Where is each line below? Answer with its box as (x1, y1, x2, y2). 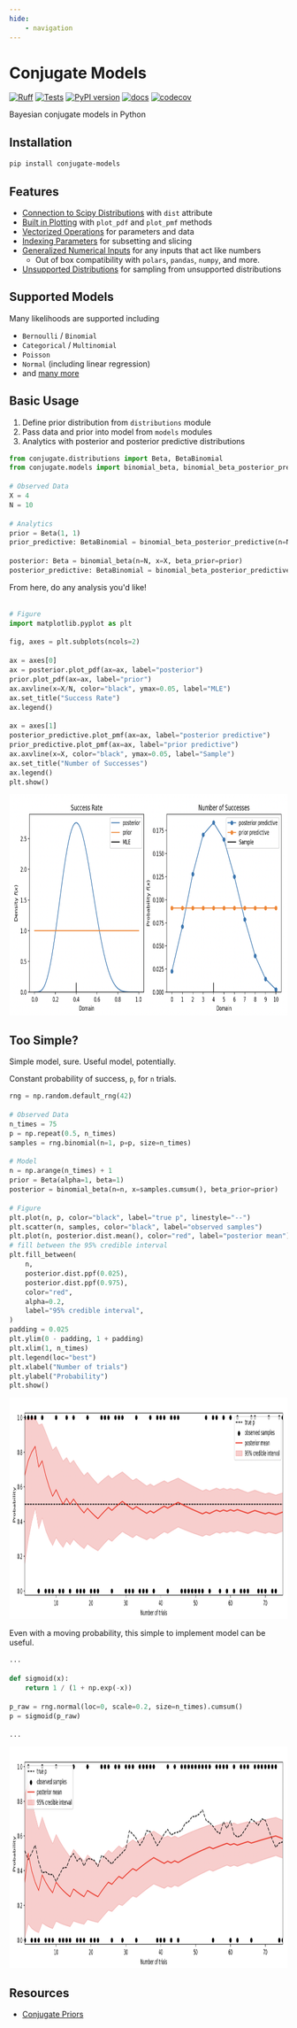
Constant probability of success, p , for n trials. (9, 1074, 177, 1084)
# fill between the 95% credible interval (9, 1241, 168, 1250)
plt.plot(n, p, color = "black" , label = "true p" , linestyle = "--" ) (9, 1213, 251, 1222)
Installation (9, 135, 72, 150)
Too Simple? (9, 1032, 79, 1048)
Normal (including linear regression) (21, 359, 151, 369)
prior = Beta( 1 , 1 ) (9, 528, 81, 537)
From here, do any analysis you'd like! (9, 582, 148, 592)
